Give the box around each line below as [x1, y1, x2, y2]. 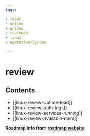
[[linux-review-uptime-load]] [12, 99, 72, 105]
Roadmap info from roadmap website [5, 125, 85, 131]
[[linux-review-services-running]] [12, 110, 82, 116]
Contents [5, 86, 35, 95]
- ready [5, 16, 22, 22]
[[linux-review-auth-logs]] [12, 104, 67, 111]
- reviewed [5, 31, 28, 36]
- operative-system [5, 40, 47, 45]
